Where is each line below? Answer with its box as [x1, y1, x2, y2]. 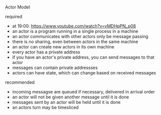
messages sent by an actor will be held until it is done [12, 99, 121, 105]
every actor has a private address [12, 49, 80, 55]
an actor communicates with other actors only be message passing [12, 34, 149, 39]
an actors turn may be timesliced [12, 105, 79, 110]
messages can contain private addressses [12, 65, 98, 70]
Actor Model [5, 4, 30, 10]
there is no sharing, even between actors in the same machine [12, 39, 138, 45]
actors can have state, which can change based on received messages [12, 70, 156, 75]
